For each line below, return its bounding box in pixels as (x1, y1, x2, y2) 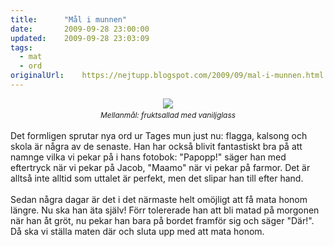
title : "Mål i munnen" (10, 14, 128, 25)
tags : (10, 42, 33, 53)
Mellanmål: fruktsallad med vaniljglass (100, 109, 236, 120)
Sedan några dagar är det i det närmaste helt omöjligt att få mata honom (10, 193, 308, 205)
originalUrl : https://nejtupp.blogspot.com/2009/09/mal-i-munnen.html (10, 71, 325, 81)
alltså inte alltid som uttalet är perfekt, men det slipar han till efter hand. (10, 172, 304, 184)
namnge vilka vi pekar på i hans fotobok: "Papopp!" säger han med (10, 151, 287, 163)
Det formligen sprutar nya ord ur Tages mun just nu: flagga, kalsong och (10, 129, 308, 141)
